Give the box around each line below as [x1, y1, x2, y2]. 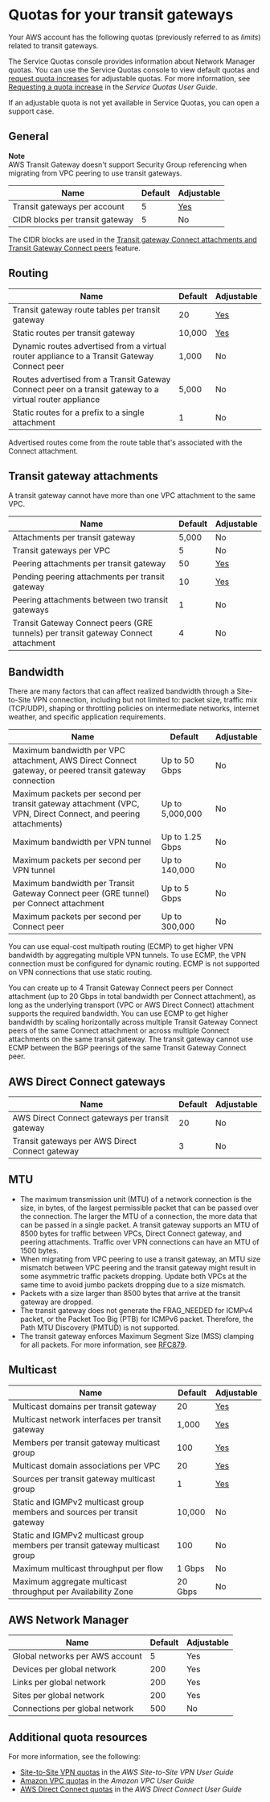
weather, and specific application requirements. [8, 712, 166, 722]
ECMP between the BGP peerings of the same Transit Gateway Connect [8, 1043, 247, 1053]
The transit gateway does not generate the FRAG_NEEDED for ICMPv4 [19, 1305, 253, 1315]
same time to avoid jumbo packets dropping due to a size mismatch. [19, 1279, 246, 1290]
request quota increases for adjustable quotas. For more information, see [8, 73, 251, 83]
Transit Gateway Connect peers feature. [8, 243, 141, 253]
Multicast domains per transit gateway [12, 1400, 157, 1411]
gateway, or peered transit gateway [12, 765, 146, 777]
